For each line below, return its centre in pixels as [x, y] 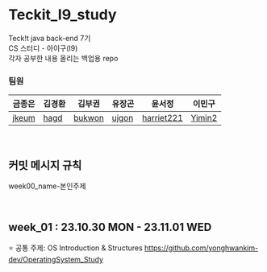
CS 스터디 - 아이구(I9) [43, 48]
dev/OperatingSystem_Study [56, 259]
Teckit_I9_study [63, 15]
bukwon [89, 118]
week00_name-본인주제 [47, 186]
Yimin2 [204, 118]
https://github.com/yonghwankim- [201, 248]
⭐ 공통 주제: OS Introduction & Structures [75, 248]
